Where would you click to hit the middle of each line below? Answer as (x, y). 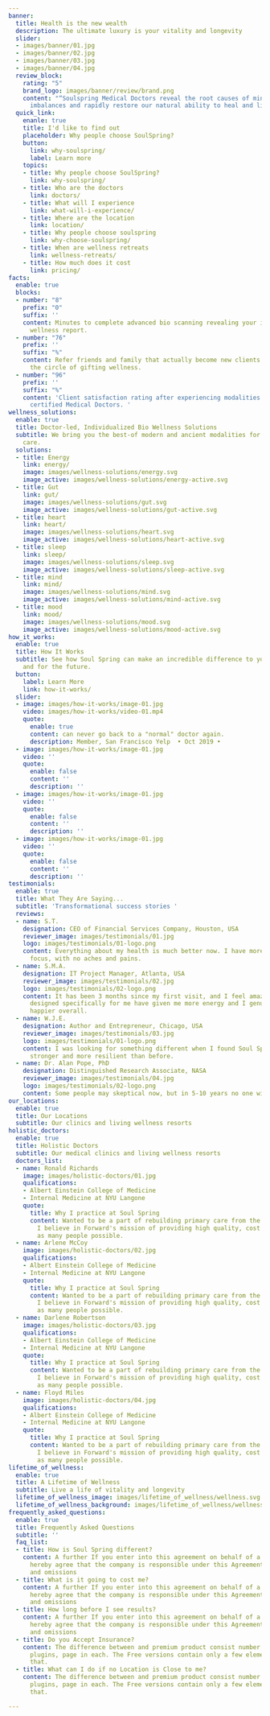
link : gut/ (41, 495)
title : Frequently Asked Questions (75, 1527)
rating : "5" (43, 83)
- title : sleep (41, 547)
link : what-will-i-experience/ (82, 210)
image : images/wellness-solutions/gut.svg (95, 502)
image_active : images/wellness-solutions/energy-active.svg (125, 480)
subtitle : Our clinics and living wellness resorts (104, 1124)
